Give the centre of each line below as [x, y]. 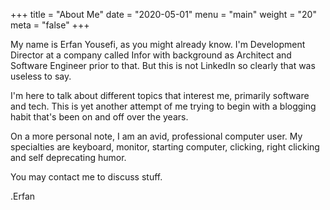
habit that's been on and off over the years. [99, 117]
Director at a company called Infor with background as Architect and [151, 55]
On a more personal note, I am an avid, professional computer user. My [156, 136]
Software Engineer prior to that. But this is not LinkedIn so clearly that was [163, 65]
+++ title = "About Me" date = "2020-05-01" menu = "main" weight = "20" [163, 14]
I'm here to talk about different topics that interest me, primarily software [160, 95]
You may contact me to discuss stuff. [86, 177]
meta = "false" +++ [50, 25]
